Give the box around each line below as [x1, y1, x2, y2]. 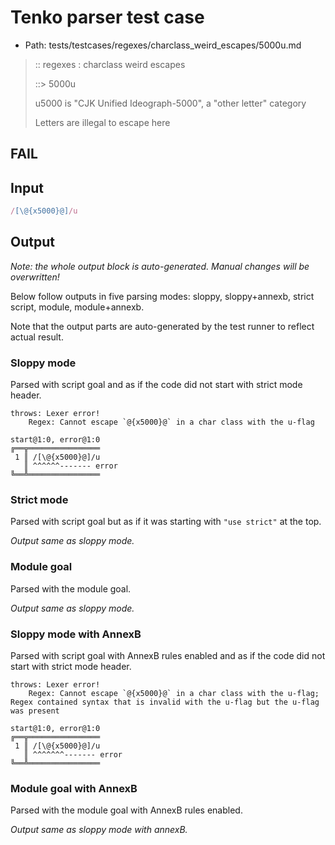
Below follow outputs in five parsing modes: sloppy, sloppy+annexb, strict [10, 290, 315, 302]
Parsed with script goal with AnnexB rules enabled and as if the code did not [10, 650, 326, 662]
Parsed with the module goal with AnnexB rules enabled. [10, 804, 243, 816]
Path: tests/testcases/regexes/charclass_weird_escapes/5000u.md [24, 39, 302, 51]
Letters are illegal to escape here [34, 116, 171, 128]
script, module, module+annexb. [10, 301, 145, 313]
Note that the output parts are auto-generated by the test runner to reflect [10, 320, 315, 332]
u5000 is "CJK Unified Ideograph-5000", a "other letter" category [34, 97, 307, 109]
